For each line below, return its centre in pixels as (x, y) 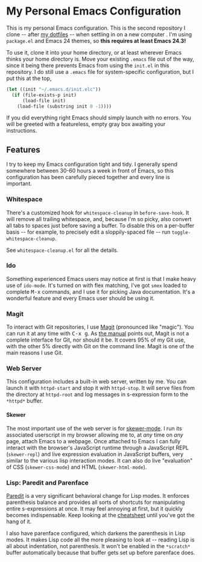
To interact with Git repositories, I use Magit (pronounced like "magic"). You (100, 327)
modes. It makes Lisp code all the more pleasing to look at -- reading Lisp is (100, 540)
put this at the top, (29, 78)
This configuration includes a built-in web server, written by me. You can (96, 382)
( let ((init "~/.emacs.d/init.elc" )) (54, 89)
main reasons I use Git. (35, 353)
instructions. (22, 131)
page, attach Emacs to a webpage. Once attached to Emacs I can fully (93, 441)
